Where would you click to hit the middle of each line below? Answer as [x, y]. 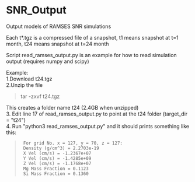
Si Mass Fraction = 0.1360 [56, 174]
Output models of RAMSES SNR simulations [59, 26]
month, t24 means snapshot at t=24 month [58, 44]
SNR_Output [36, 10]
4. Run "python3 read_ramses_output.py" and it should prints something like [98, 126]
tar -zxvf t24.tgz [40, 96]
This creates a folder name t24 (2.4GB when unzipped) [72, 107]
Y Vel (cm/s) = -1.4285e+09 [57, 158]
